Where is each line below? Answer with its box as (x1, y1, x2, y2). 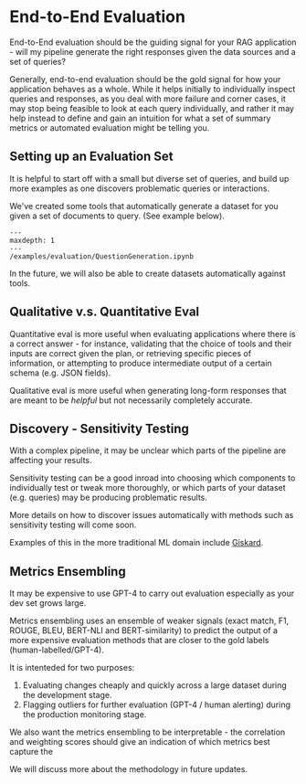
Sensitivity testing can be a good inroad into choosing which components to (9, 472, 296, 483)
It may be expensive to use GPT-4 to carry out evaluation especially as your (9, 588, 295, 599)
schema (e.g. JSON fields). (9, 367, 111, 378)
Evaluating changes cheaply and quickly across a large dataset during (22, 680, 288, 691)
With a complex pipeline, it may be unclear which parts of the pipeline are (9, 445, 286, 456)
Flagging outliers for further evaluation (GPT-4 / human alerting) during (22, 699, 290, 710)
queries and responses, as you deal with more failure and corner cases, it (9, 93, 286, 104)
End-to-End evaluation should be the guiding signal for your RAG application (9, 37, 297, 48)
